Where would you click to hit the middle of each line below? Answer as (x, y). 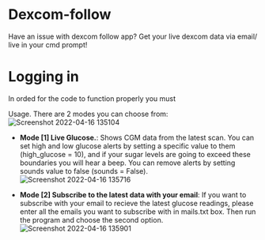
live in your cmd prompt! (48, 44)
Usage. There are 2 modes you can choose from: (88, 114)
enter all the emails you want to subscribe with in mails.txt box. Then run (138, 212)
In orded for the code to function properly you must (92, 98)
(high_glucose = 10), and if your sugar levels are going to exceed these (135, 154)
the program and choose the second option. (91, 219)
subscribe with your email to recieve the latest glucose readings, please (136, 203)
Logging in (44, 77)
